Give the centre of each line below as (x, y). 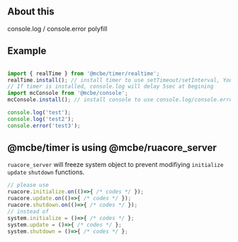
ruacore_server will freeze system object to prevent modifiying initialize (115, 165)
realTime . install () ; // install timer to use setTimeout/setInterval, (114, 80)
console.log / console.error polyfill (57, 28)
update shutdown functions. (46, 172)
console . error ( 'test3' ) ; (44, 126)
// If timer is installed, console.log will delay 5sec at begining (110, 87)
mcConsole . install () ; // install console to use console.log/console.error (121, 100)
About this (31, 12)
